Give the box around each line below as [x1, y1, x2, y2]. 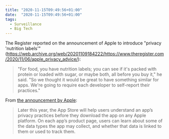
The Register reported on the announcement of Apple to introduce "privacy [5, 40, 161, 46]
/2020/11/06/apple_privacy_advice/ [5, 56, 78, 62]
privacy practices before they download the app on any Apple [17, 112, 146, 119]
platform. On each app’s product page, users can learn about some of [17, 118, 163, 124]
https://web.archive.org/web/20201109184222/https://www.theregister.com [7, 51, 164, 57]
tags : [5, 17, 17, 22]
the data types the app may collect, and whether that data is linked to [17, 123, 162, 129]
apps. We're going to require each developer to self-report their [17, 82, 150, 88]
